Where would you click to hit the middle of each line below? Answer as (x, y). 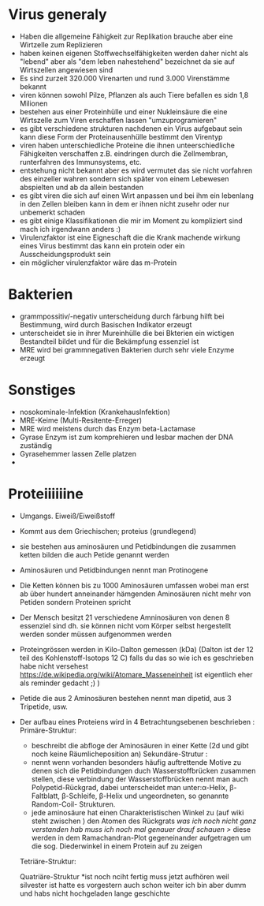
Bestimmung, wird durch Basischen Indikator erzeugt (106, 324)
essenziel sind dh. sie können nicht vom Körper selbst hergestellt (125, 625)
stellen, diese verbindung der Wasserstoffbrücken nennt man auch (139, 779)
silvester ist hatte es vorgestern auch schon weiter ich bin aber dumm (133, 885)
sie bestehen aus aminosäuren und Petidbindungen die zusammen (128, 546)
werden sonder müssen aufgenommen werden (95, 634)
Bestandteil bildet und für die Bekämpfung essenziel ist (109, 341)
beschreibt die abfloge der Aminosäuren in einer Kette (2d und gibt (140, 745)
